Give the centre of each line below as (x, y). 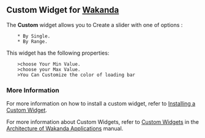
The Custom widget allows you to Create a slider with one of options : (95, 25)
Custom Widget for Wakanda (63, 10)
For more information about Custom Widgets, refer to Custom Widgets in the (102, 122)
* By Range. (32, 41)
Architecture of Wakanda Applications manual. (65, 129)
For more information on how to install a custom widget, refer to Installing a (101, 104)
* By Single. (34, 36)
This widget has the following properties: (58, 53)
